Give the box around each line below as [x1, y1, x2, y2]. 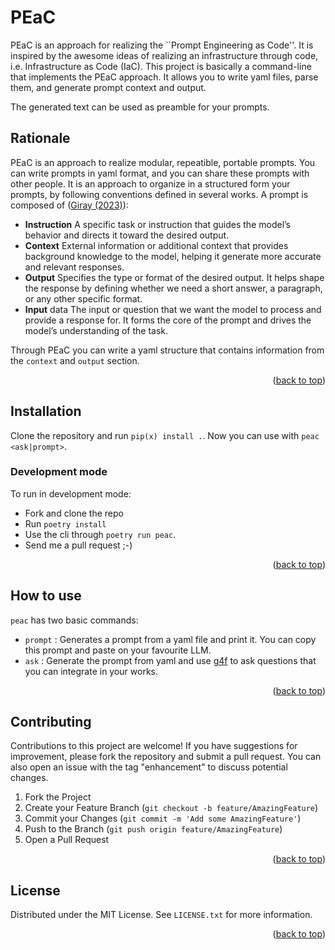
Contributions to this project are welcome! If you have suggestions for [10, 740, 298, 752]
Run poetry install [24, 517, 107, 530]
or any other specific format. [24, 292, 143, 305]
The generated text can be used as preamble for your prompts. [10, 101, 270, 113]
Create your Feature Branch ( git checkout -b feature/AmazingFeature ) [24, 802, 319, 814]
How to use [10, 587, 82, 605]
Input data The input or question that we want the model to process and [24, 303, 322, 315]
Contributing [10, 714, 92, 731]
